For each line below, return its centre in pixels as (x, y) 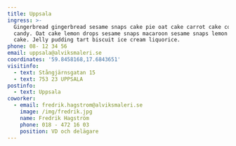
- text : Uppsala (37, 92)
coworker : (22, 99)
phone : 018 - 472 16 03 (55, 125)
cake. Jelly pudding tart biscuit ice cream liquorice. (97, 40)
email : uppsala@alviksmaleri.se (54, 53)
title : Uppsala (29, 14)
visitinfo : (23, 66)
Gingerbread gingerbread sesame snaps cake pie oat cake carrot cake (117, 27)
